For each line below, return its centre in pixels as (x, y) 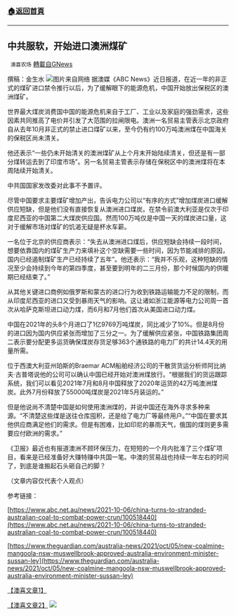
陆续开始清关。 (35, 171)
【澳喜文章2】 (28, 605)
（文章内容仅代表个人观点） (47, 481)
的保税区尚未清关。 (35, 138)
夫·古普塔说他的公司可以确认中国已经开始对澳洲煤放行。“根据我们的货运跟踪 (117, 375)
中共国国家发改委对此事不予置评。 (57, 186)
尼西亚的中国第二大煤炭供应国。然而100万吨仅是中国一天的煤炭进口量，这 (120, 218)
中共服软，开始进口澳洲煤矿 (67, 46)
